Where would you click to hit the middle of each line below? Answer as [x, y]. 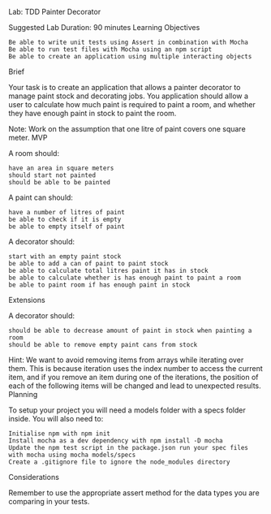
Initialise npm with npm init [60, 434]
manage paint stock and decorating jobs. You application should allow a [129, 96]
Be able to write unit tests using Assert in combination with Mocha [129, 42]
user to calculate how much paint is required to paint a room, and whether [132, 104]
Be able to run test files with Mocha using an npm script [110, 50]
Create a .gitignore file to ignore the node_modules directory [119, 462]
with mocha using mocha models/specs [72, 455]
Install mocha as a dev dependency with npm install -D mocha [116, 441]
